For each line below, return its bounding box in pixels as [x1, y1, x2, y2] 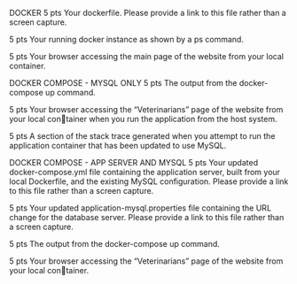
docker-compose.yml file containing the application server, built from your [9, 167, 281, 177]
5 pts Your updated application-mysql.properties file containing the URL [9, 203, 272, 213]
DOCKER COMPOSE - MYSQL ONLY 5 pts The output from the [9, 78, 238, 88]
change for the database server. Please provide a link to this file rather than [9, 212, 285, 222]
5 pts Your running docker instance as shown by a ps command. [9, 35, 244, 44]
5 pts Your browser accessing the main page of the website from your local [9, 51, 284, 61]
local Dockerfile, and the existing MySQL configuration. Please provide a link [9, 176, 289, 187]
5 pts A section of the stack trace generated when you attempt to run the [9, 131, 276, 141]
